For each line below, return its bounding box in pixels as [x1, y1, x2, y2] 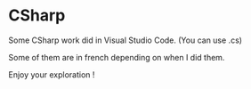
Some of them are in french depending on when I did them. [8, 52, 225, 62]
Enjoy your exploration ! [8, 69, 95, 80]
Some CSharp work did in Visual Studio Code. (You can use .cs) [8, 35, 242, 45]
